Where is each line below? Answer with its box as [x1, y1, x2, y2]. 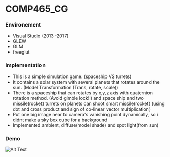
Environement [5, 21, 41, 29]
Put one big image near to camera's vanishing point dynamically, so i [12, 111, 158, 117]
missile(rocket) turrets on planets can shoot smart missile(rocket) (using [12, 100, 165, 107]
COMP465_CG [5, 3, 68, 15]
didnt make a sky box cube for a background [12, 117, 108, 123]
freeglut [12, 49, 30, 55]
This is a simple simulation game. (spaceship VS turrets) [12, 73, 132, 80]
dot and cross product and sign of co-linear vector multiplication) [12, 106, 151, 112]
